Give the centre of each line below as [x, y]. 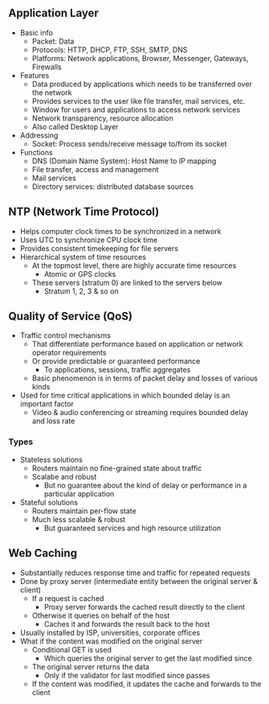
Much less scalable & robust [79, 519]
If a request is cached [68, 598]
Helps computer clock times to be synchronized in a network [121, 231]
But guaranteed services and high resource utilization [132, 528]
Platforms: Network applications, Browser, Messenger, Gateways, [140, 58]
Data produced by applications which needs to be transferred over [142, 84]
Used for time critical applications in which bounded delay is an [125, 395]
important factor [47, 404]
